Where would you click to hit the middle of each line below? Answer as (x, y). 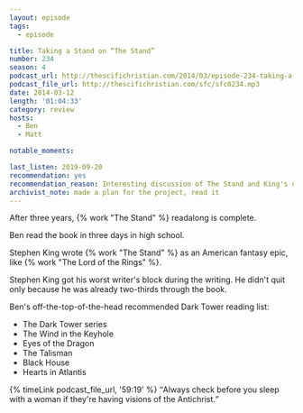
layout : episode (40, 18)
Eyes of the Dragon (58, 344)
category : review (42, 109)
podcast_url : (34, 76)
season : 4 (28, 68)
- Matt (30, 135)
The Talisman (47, 353)
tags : (19, 26)
